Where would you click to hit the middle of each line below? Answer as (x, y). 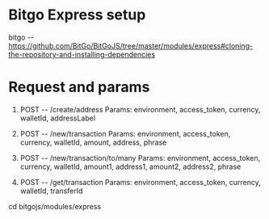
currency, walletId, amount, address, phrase (93, 142)
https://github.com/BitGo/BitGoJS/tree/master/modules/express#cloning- (131, 45)
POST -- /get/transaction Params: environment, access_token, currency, (140, 182)
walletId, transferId (51, 191)
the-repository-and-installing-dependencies (82, 54)
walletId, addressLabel (57, 118)
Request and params (79, 87)
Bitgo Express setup (77, 15)
